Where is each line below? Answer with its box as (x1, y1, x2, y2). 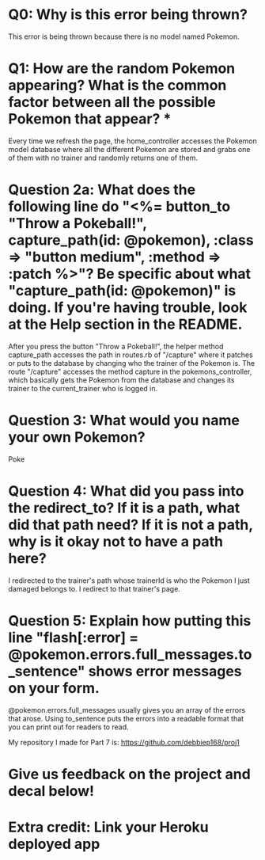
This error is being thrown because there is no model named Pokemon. (8, 32, 240, 41)
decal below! (8, 782, 95, 800)
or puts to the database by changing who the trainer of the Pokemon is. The (8, 358, 256, 367)
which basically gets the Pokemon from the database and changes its (8, 375, 235, 385)
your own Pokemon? (8, 428, 146, 446)
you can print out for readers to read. (8, 722, 129, 732)
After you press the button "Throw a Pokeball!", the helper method (8, 341, 224, 351)
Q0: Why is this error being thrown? (8, 6, 248, 24)
